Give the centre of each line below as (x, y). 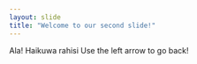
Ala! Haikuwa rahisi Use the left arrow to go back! (99, 50)
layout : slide (35, 17)
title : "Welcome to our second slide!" (83, 25)
